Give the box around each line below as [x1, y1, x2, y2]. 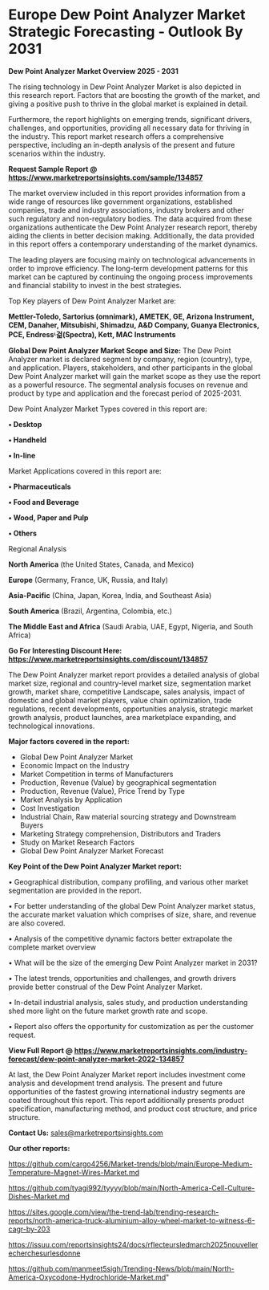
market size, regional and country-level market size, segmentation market [8, 678, 251, 688]
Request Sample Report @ [8, 164, 98, 173]
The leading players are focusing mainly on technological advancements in [8, 254, 255, 264]
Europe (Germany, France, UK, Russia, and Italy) [8, 575, 168, 584]
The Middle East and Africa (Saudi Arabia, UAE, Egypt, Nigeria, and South [8, 621, 254, 631]
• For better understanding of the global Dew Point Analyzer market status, [8, 901, 256, 910]
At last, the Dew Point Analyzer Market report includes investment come [8, 1069, 246, 1079]
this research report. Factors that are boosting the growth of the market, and [8, 90, 260, 100]
